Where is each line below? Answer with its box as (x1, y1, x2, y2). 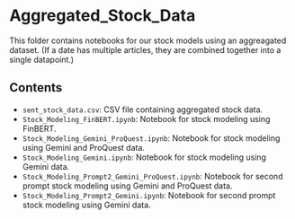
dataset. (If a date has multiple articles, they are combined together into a (9, 44, 282, 55)
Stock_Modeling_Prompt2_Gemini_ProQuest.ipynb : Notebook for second (22, 171, 283, 181)
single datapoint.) (9, 54, 75, 65)
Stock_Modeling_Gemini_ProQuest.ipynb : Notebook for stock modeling (22, 132, 281, 144)
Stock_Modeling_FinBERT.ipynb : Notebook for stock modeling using (22, 113, 271, 124)
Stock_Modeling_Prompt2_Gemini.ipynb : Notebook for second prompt (22, 189, 276, 200)
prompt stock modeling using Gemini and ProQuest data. (22, 180, 233, 191)
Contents (9, 80, 63, 95)
